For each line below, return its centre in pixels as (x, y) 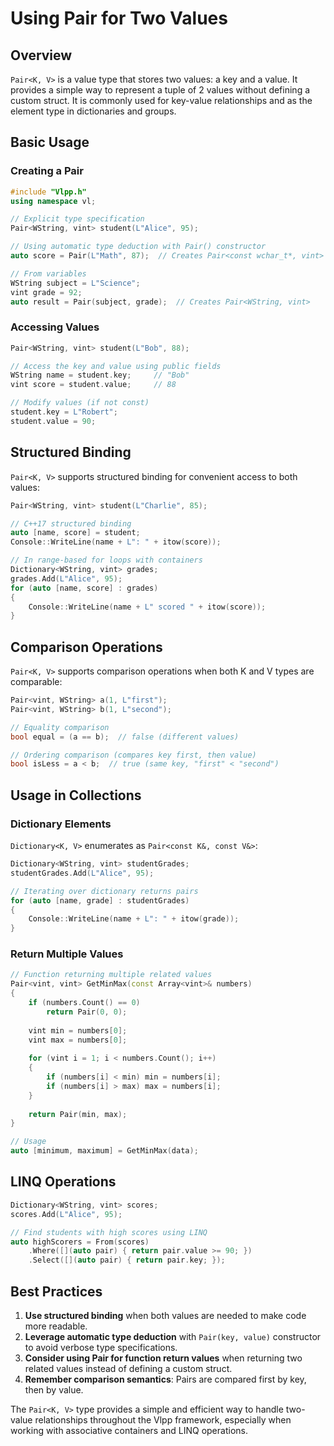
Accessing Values (55, 327)
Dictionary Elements (61, 824)
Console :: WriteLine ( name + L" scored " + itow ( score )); (147, 607)
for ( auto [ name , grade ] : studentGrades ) (100, 900)
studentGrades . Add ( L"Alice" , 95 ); (82, 873)
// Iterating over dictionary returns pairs (104, 891)
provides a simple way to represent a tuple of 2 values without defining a (160, 90)
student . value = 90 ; (53, 421)
